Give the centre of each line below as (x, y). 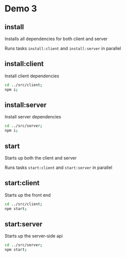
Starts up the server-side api (34, 236)
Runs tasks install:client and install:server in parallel (63, 48)
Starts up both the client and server (41, 158)
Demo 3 (21, 9)
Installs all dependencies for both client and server (56, 39)
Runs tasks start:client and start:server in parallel (58, 167)
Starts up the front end (28, 195)
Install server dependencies (33, 117)
